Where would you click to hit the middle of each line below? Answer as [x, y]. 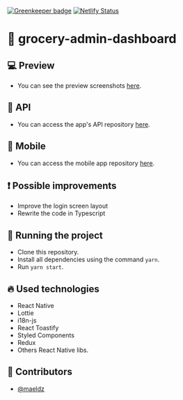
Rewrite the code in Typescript [61, 213]
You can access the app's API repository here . [84, 124]
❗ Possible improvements [62, 186]
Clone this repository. [48, 252]
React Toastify [38, 328]
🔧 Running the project [55, 235]
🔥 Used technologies [53, 289]
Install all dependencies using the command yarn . [88, 260]
